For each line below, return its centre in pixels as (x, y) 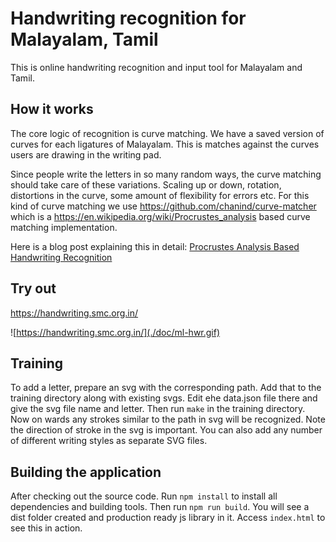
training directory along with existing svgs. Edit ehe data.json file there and (164, 398)
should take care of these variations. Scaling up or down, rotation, (146, 184)
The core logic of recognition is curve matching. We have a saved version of (167, 133)
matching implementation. (64, 227)
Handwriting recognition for (128, 18)
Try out (33, 288)
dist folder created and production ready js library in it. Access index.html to (168, 518)
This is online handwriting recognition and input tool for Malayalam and (156, 67)
